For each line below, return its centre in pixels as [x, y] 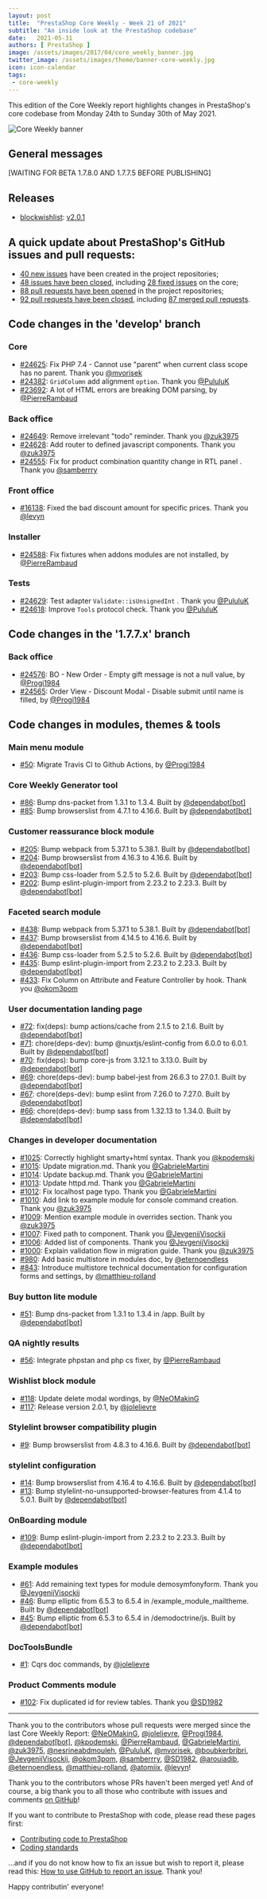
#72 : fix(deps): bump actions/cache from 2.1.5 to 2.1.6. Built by [122, 1026]
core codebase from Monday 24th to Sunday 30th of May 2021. [112, 113]
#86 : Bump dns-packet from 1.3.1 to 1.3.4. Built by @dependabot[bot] [133, 803]
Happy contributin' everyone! [56, 1887]
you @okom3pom [48, 989]
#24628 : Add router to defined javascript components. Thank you [128, 444]
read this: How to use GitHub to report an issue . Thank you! [105, 1871]
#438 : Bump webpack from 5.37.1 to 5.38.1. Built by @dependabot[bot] [135, 929]
